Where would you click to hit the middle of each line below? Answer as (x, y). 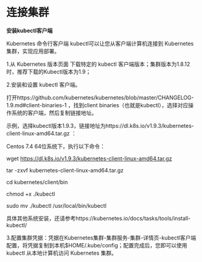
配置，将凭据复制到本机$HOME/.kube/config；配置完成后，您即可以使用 (97, 245)
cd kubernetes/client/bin (37, 182)
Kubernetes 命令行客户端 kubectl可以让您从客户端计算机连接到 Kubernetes (100, 43)
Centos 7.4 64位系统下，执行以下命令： (56, 146)
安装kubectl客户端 (30, 30)
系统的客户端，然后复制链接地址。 (54, 113)
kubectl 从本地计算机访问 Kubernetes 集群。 (62, 253)
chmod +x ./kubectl (31, 194)
